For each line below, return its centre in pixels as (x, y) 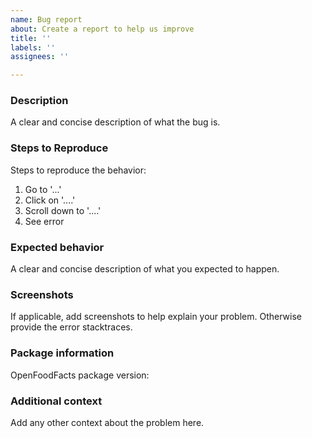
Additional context (56, 401)
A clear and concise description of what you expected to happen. (145, 269)
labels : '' (33, 47)
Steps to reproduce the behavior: (78, 170)
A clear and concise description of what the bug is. (115, 122)
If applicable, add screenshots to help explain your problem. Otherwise (156, 317)
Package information (62, 353)
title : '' (31, 38)
